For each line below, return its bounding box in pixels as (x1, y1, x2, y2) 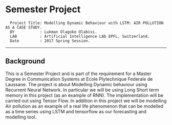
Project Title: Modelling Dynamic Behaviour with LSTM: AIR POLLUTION (10, 20, 164, 26)
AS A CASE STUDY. (5, 24, 42, 30)
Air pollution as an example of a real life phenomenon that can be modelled (5, 103, 164, 109)
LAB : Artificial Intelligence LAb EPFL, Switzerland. (10, 34, 150, 39)
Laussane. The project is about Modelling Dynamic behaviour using (5, 81, 147, 87)
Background (5, 57, 45, 66)
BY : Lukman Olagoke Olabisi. (10, 29, 97, 34)
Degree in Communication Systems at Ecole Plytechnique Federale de (5, 76, 153, 82)
